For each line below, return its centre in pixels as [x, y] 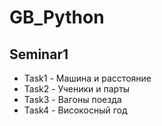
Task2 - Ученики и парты [77, 89]
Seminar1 [39, 54]
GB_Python [57, 17]
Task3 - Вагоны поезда [72, 99]
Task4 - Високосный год [75, 110]
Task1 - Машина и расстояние [87, 78]
